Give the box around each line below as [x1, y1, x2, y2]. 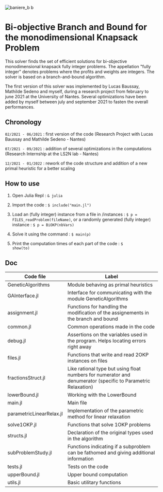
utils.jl [7, 479, 21, 486]
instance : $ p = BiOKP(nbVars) [12, 221, 74, 227]
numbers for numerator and [67, 371, 130, 378]
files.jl [7, 354, 21, 361]
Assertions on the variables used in [67, 331, 148, 338]
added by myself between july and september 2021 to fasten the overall [5, 99, 148, 105]
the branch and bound [67, 315, 118, 322]
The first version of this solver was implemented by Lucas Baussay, [5, 83, 140, 89]
